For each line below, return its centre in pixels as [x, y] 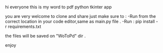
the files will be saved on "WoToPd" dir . [45, 36]
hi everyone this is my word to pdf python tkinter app [58, 7]
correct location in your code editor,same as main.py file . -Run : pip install [80, 21]
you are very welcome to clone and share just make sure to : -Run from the [81, 16]
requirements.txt [25, 26]
